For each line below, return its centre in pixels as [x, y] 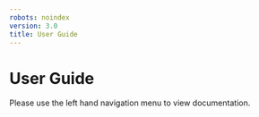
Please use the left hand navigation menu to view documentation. [130, 103]
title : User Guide [43, 34]
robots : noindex [39, 17]
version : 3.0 [34, 26]
